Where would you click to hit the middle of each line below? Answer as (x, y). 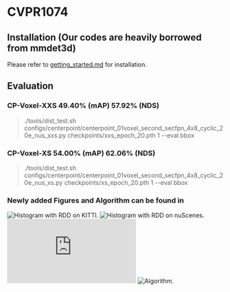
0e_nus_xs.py (43, 182)
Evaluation (30, 86)
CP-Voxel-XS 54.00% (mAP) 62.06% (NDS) (81, 153)
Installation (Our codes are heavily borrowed (104, 37)
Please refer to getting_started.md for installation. (77, 65)
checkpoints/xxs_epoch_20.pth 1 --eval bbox (131, 135)
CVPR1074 (38, 12)
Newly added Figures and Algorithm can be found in (95, 200)
